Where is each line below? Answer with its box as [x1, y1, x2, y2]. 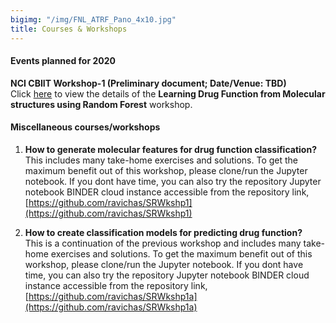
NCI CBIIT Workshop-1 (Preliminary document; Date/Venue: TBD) [10, 77, 287, 89]
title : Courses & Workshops [10, 24, 128, 34]
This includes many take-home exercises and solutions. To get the [24, 154, 299, 166]
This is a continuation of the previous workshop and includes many [24, 237, 302, 249]
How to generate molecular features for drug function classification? [24, 143, 317, 155]
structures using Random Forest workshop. [10, 98, 193, 110]
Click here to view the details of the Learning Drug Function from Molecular [10, 87, 326, 100]
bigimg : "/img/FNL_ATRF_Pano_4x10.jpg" [10, 14, 177, 25]
